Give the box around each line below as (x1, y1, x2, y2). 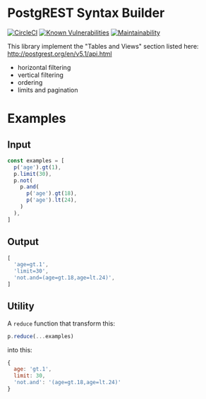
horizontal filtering (17, 63, 71, 71)
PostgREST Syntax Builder (7, 5, 165, 21)
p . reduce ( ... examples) (7, 333, 74, 340)
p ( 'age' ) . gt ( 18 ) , (25, 190, 78, 197)
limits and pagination (17, 85, 78, 94)
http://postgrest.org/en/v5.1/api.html (7, 49, 112, 58)
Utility (7, 300, 35, 312)
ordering (17, 78, 43, 86)
